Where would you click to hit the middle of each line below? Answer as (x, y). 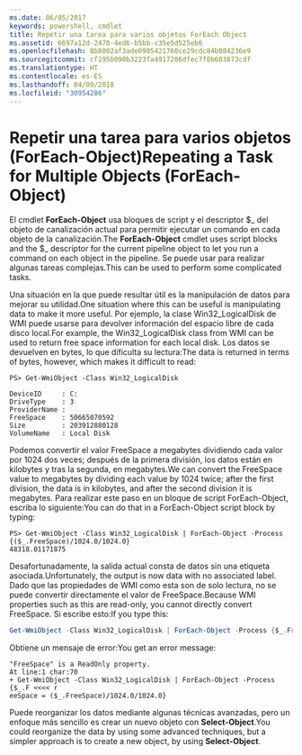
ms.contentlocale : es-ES (56, 77)
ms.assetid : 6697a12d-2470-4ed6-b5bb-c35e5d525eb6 (106, 43)
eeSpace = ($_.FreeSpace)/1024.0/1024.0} (88, 696)
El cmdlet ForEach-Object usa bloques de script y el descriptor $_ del (139, 220)
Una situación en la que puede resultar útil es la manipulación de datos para (150, 295)
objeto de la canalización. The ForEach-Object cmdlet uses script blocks (143, 239)
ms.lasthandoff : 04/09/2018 (62, 85)
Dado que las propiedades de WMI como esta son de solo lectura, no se (143, 586)
